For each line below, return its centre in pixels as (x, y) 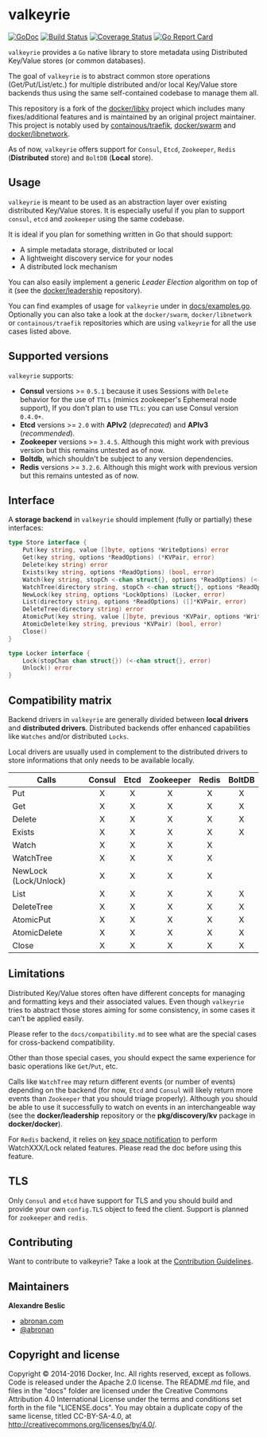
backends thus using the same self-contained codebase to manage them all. (133, 92)
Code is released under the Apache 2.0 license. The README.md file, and (129, 1382)
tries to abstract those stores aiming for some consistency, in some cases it (132, 1009)
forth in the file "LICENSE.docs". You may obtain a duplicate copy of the (126, 1408)
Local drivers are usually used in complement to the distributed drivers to (128, 752)
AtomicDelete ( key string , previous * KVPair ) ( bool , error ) (122, 624)
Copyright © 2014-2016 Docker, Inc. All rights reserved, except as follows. (130, 1374)
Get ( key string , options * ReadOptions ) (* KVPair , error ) (119, 558)
